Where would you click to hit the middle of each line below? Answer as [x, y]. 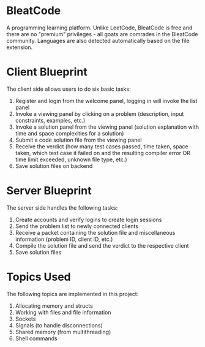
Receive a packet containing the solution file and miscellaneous [95, 232]
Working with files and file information [63, 312]
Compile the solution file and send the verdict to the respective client [102, 245]
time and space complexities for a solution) [69, 133]
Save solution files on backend [54, 166]
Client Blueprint [47, 72]
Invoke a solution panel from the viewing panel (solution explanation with [107, 127]
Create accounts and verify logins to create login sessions [88, 219]
